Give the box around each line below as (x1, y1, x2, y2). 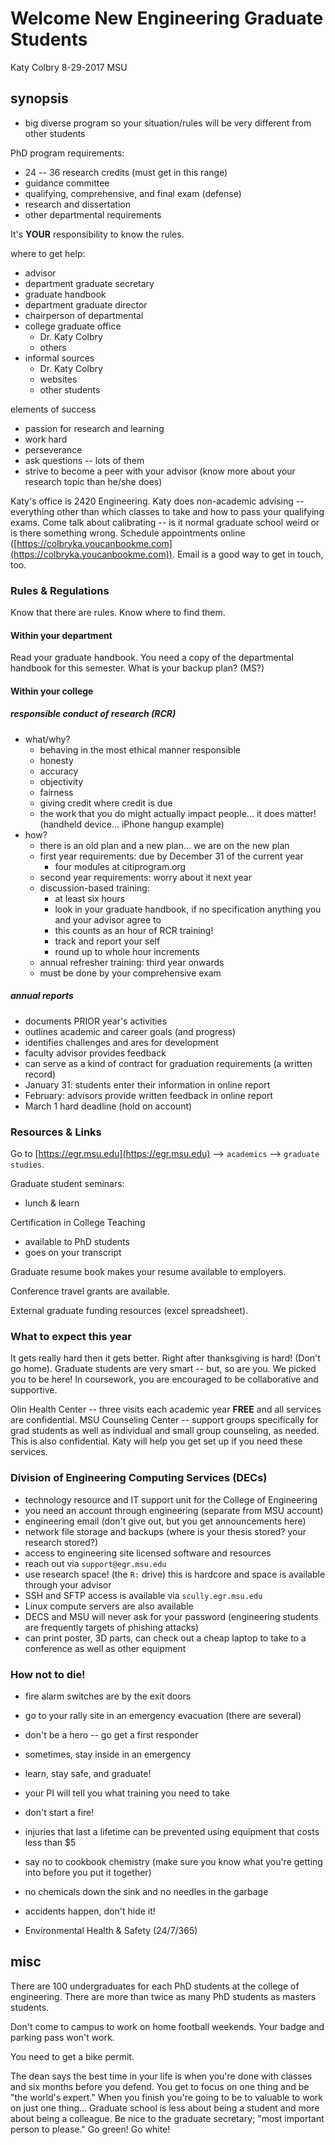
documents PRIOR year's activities (24, 1015, 168, 1027)
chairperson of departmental (24, 309, 144, 321)
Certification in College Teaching (10, 1217, 146, 1229)
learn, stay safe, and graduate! (24, 1767, 152, 1779)
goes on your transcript (24, 1247, 122, 1259)
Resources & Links (10, 1125, 102, 1139)
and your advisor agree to (54, 913, 162, 926)
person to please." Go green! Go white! (10, 2123, 171, 2135)
